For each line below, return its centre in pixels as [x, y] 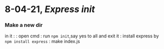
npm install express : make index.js [42, 41]
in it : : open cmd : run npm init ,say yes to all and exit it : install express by [82, 36]
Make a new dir [24, 25]
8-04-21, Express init [50, 9]
